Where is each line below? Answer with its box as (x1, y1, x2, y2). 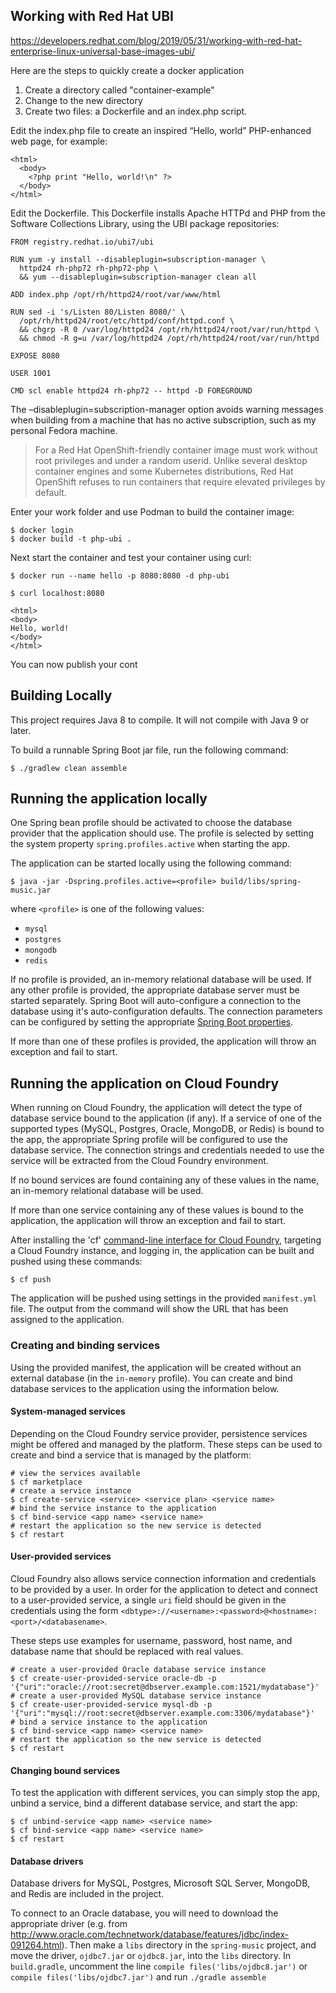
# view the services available (10, 1468, 141, 1478)
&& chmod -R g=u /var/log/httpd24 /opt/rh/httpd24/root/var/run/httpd (19, 333, 320, 343)
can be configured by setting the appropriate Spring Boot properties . (10, 1016, 294, 1028)
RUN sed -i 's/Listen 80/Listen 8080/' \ (10, 307, 186, 317)
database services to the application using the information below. (10, 1382, 280, 1394)
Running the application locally (10, 790, 208, 808)
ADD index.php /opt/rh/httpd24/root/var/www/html (10, 289, 222, 299)
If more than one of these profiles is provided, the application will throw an (10, 1035, 317, 1048)
